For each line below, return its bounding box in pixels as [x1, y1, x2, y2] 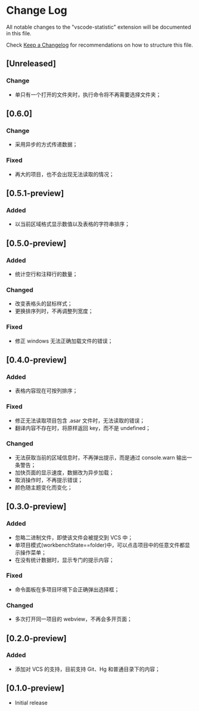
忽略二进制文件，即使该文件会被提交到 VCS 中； [14, 533, 133, 541]
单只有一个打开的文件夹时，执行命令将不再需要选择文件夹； [14, 91, 161, 98]
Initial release [14, 699, 48, 706]
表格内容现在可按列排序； [14, 387, 78, 395]
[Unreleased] [6, 59, 57, 69]
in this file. [6, 29, 32, 36]
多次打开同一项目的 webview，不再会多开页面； [14, 615, 133, 622]
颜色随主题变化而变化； [14, 484, 73, 491]
